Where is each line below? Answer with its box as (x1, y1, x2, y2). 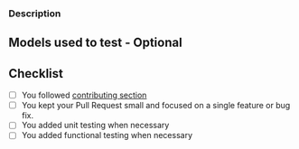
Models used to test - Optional (8, 35, 182, 51)
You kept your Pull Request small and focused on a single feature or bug (21, 100, 291, 111)
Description (8, 7, 61, 20)
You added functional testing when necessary (21, 130, 193, 141)
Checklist (8, 66, 64, 81)
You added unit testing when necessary (21, 120, 170, 131)
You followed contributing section (21, 89, 147, 101)
